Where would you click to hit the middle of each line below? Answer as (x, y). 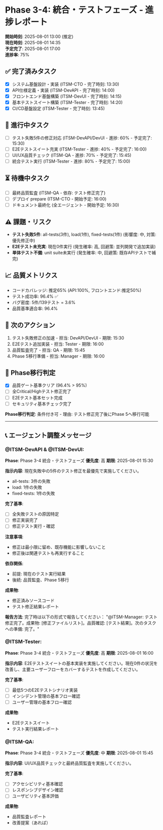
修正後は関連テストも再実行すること (48, 553)
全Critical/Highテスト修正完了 (41, 391)
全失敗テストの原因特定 (35, 514)
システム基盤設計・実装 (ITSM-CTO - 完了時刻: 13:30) (66, 84)
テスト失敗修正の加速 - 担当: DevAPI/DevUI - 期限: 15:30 (68, 338)
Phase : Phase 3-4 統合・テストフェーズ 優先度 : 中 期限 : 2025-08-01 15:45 (79, 753)
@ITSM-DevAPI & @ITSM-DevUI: (45, 449)
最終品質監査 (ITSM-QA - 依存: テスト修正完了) (59, 193)
